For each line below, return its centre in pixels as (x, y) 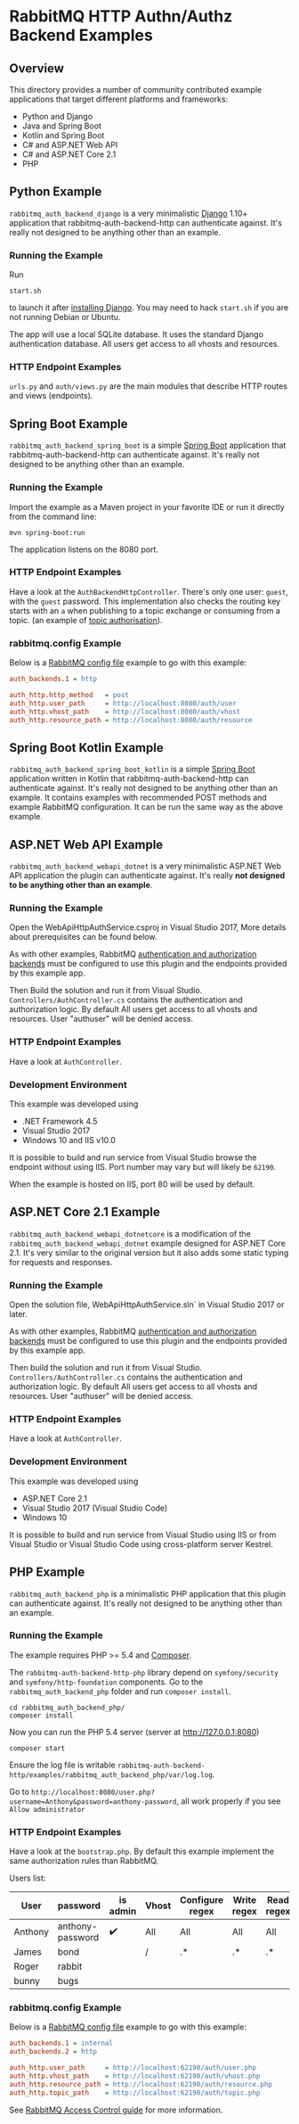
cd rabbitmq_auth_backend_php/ (67, 1708)
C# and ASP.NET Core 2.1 (69, 154)
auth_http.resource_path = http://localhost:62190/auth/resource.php (141, 2084)
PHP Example (47, 1572)
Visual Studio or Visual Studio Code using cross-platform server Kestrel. (141, 1544)
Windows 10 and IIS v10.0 (69, 1140)
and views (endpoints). (51, 396)
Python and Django (57, 116)
